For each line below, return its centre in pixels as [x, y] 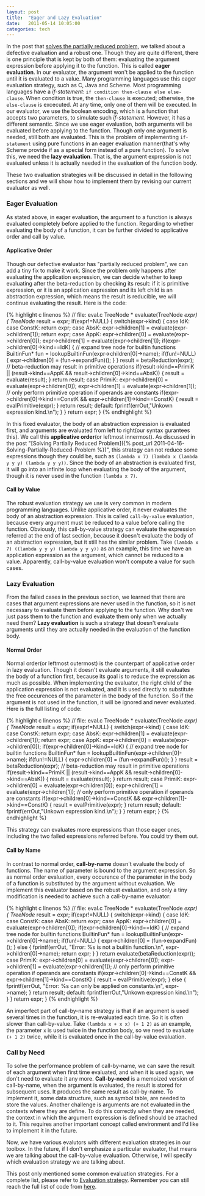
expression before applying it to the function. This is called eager [88, 66]
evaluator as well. [28, 188]
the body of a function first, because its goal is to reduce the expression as [101, 676]
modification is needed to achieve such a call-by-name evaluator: [88, 896]
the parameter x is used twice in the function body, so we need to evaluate [100, 1030]
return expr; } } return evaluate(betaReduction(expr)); [128, 953]
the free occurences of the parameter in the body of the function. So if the [100, 696]
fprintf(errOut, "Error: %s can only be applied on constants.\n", [85, 985]
